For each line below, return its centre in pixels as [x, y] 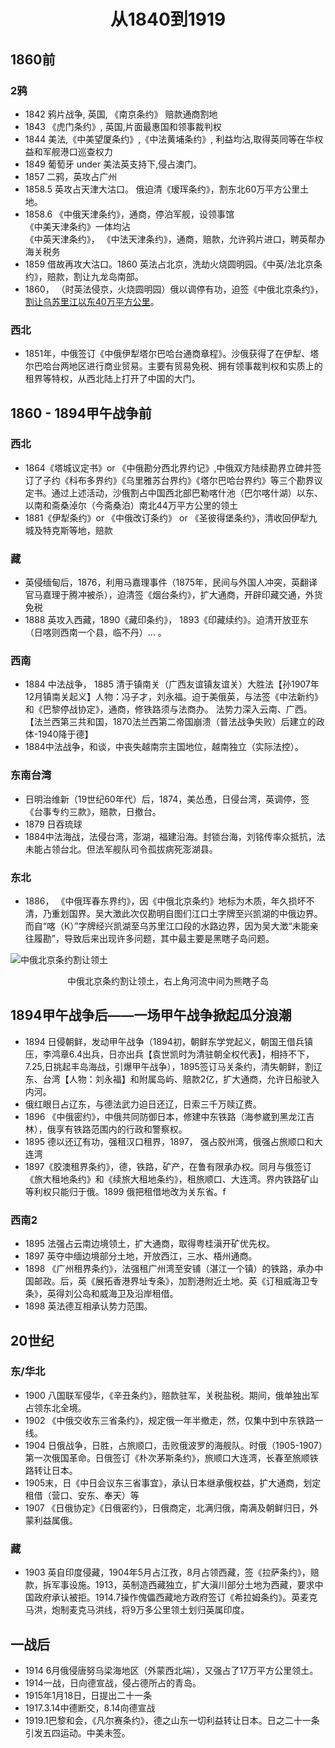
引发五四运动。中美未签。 [77, 1732]
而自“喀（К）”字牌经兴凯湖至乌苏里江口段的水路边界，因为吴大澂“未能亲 [171, 926]
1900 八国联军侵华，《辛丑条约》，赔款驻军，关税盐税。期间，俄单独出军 [172, 1395]
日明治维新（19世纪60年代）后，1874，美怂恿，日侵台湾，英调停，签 [167, 799]
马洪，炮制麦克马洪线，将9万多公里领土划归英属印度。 [137, 1610]
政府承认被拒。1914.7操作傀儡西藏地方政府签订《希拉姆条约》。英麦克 [175, 1597]
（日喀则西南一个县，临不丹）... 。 [95, 632]
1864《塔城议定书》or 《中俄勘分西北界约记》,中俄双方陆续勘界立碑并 [168, 467]
